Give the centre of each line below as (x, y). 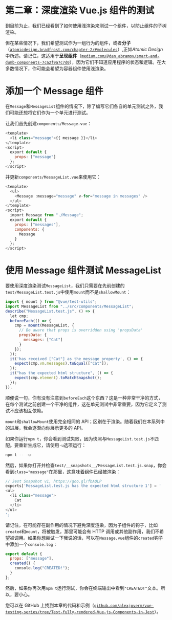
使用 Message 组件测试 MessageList (83, 270)
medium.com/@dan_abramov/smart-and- (121, 56)
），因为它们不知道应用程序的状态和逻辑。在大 (118, 62)
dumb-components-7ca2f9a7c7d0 (38, 62)
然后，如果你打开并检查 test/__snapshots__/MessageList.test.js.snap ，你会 (86, 465)
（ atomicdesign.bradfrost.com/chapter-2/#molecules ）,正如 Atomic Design (84, 49)
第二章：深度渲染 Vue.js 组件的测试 (80, 10)
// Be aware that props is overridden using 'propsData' (81, 330)
